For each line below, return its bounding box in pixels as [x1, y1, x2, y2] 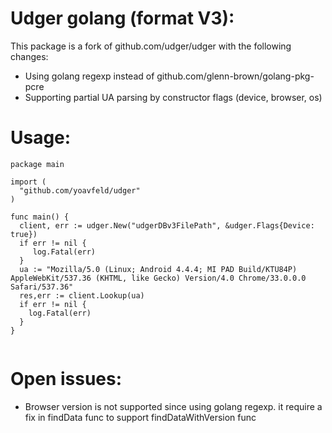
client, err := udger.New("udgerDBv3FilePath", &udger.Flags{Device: [19, 220, 315, 231]
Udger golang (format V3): [10, 7, 235, 30]
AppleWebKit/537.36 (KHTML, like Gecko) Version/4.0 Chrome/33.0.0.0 [10, 273, 307, 283]
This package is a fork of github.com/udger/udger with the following [10, 40, 292, 52]
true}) [10, 229, 38, 239]
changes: [10, 50, 49, 62]
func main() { [10, 212, 70, 222]
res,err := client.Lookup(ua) [19, 290, 145, 301]
